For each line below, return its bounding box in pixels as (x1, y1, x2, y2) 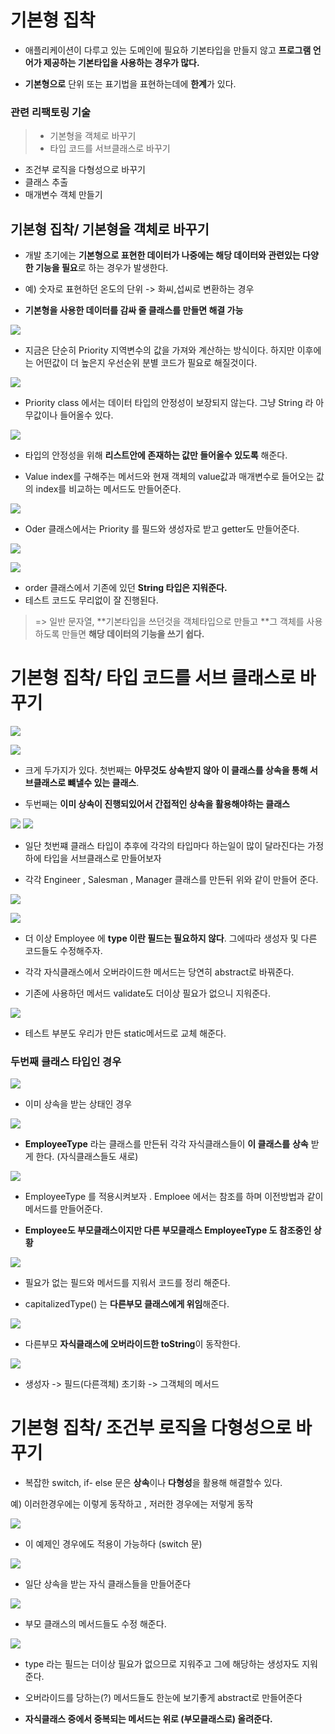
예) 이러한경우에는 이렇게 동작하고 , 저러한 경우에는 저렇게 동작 (10, 1498, 254, 1510)
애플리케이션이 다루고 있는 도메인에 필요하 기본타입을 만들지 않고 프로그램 (24, 44, 312, 56)
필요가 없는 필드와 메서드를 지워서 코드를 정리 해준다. (24, 1277, 231, 1289)
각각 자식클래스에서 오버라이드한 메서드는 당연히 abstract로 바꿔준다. (24, 966, 295, 978)
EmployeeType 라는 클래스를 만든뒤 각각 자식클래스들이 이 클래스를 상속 (24, 1138, 309, 1150)
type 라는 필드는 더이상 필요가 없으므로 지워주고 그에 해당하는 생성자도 (24, 1658, 300, 1670)
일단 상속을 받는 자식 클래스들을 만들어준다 (24, 1578, 192, 1590)
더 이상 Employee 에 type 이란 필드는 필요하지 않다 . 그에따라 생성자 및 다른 (24, 932, 318, 944)
